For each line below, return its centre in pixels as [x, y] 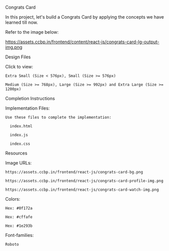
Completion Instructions [30, 98]
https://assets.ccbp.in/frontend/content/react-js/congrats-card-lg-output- [82, 42]
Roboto [12, 244]
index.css [20, 144]
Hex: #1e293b [19, 226]
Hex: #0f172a [19, 208]
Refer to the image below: [32, 32]
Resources [16, 153]
